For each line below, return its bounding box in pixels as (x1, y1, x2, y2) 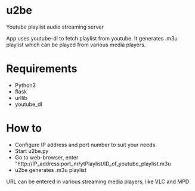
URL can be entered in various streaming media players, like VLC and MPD (6, 178, 190, 185)
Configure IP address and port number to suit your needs (14, 141, 156, 148)
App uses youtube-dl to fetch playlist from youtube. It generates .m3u (6, 35, 178, 42)
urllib (14, 94, 28, 101)
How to (6, 121, 42, 135)
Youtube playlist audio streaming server (6, 23, 104, 30)
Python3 (14, 82, 36, 89)
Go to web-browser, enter (14, 154, 79, 161)
